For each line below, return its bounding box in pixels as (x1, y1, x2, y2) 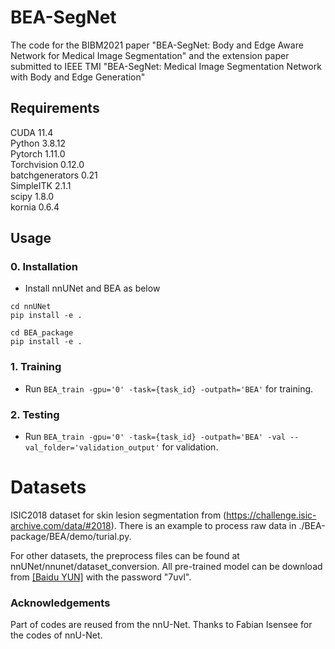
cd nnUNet (10, 302, 52, 312)
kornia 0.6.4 (10, 201, 60, 213)
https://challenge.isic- (226, 509, 317, 521)
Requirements (10, 100, 100, 117)
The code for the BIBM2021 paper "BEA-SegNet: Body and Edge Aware (10, 39, 304, 51)
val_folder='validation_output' (24, 443, 160, 453)
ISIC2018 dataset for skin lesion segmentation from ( (10, 509, 227, 521)
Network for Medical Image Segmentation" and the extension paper (10, 49, 290, 61)
